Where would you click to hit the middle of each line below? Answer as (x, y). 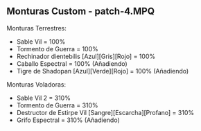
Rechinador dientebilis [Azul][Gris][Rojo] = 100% (86, 56)
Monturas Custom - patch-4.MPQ (81, 11)
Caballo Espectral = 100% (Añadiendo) (72, 63)
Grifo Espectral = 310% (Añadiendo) (68, 120)
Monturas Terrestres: (37, 28)
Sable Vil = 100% (41, 42)
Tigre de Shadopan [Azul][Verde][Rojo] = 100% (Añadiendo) (103, 71)
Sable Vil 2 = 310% (43, 98)
